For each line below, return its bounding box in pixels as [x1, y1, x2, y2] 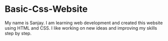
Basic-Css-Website [5, 3, 88, 15]
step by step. [5, 30, 32, 36]
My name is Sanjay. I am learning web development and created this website [5, 20, 163, 26]
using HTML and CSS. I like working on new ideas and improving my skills [5, 25, 157, 31]
